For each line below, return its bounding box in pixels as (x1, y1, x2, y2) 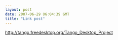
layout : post (5, 7, 32, 12)
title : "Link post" (5, 16, 45, 21)
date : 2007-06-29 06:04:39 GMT (5, 12, 70, 17)
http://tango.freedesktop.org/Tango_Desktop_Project (5, 30, 113, 36)
